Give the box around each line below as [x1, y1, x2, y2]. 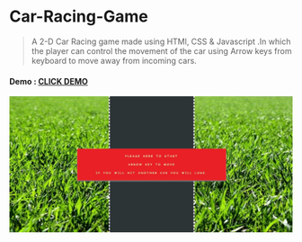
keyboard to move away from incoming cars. [31, 55, 198, 66]
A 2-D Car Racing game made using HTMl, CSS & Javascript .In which [31, 36, 291, 47]
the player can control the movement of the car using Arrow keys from [31, 45, 292, 56]
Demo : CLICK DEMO [9, 76, 88, 86]
